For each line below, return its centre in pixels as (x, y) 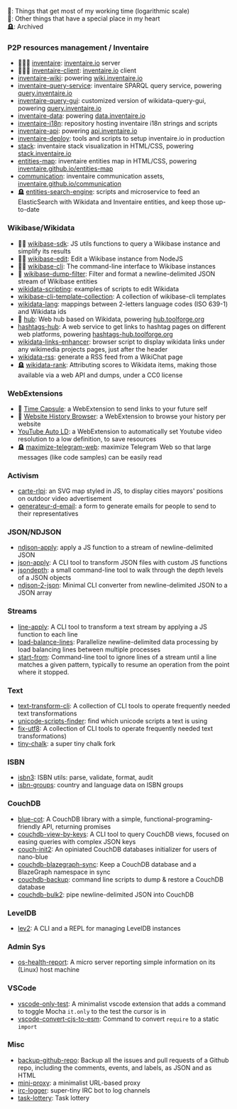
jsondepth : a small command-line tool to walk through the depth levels (120, 570)
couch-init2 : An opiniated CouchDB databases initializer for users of (117, 849)
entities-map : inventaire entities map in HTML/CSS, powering (107, 161)
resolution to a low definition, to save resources (87, 439)
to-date (29, 210)
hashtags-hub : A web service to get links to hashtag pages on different (122, 326)
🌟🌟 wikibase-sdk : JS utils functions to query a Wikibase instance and (119, 243)
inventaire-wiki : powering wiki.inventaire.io (80, 78)
